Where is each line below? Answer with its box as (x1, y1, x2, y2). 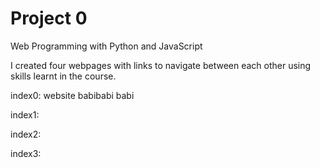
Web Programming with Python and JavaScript (10, 40, 203, 52)
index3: (10, 147, 42, 159)
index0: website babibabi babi (10, 89, 135, 101)
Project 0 (10, 7, 88, 30)
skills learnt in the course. (10, 70, 117, 82)
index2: (10, 128, 42, 140)
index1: (10, 108, 40, 121)
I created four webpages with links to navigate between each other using (10, 59, 312, 71)
